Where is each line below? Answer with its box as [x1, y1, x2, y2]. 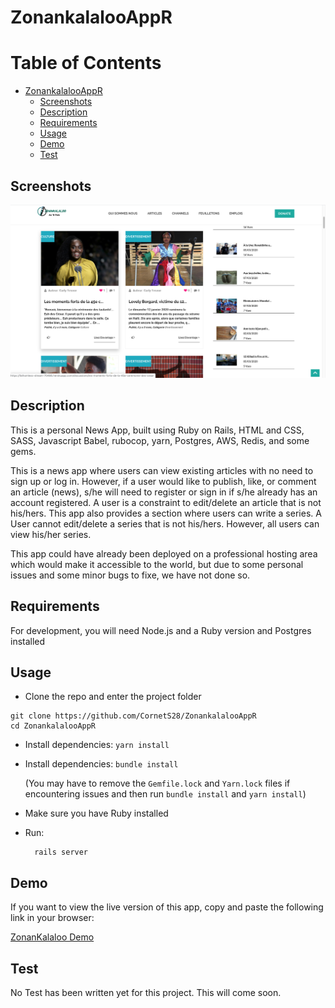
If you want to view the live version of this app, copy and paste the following [10, 901, 324, 913]
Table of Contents [10, 52, 162, 75]
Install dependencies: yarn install [24, 739, 170, 751]
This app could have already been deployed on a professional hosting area [10, 547, 318, 560]
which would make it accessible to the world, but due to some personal [10, 558, 304, 570]
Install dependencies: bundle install [24, 758, 179, 770]
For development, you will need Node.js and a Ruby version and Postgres [10, 624, 312, 636]
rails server [34, 847, 89, 858]
